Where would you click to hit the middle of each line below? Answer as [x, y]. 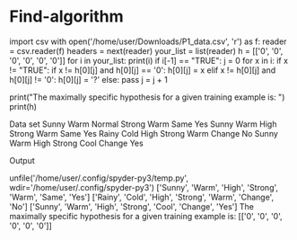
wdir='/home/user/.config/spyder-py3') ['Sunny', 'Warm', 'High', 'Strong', [144, 187]
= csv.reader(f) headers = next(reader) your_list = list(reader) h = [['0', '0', [146, 50]
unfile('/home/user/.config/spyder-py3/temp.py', [99, 178]
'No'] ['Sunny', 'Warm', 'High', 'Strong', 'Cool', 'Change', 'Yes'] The [131, 206]
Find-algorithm [66, 17]
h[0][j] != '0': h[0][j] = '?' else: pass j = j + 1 [88, 79]
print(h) [23, 106]
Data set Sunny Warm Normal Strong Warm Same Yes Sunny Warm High [143, 124]
